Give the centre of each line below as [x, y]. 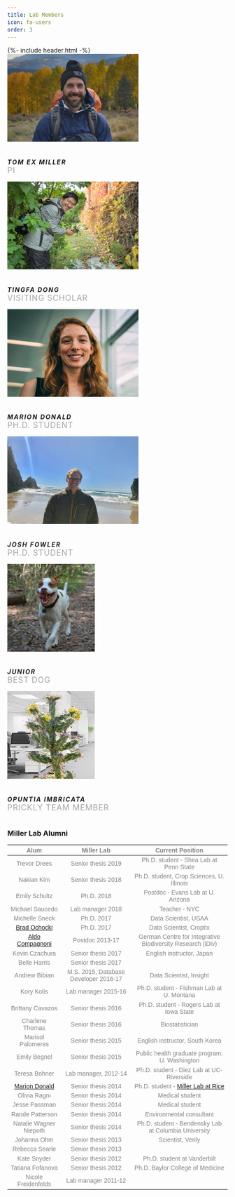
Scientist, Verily [179, 1140]
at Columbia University [179, 1130]
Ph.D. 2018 [96, 896]
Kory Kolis [34, 992]
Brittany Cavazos [34, 1008]
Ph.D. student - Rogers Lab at [179, 1004]
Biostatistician [179, 1024]
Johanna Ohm [34, 1140]
